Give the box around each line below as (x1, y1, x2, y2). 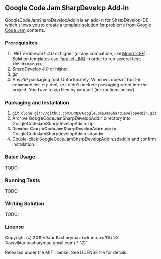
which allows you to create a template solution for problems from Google (5, 22, 151, 28)
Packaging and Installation (5, 99, 70, 106)
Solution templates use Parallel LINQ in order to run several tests (12, 56, 142, 62)
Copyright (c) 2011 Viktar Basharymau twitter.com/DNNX (5, 235, 119, 240)
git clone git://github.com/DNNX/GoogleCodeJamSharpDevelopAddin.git (12, 111, 157, 116)
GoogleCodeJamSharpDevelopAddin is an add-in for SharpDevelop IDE (5, 17, 149, 22)
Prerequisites (5, 39, 38, 46)
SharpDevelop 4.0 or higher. (12, 66, 69, 72)
